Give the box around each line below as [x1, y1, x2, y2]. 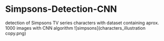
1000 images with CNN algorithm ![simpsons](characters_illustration [5, 25, 146, 31]
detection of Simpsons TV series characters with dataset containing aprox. [5, 20, 159, 26]
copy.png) [5, 30, 26, 36]
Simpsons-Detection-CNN [5, 3, 117, 15]
